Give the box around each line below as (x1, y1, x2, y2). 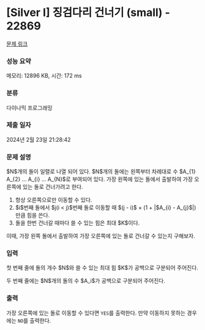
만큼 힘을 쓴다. (15, 212, 50, 219)
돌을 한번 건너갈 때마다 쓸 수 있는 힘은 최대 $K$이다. (15, 219, 140, 227)
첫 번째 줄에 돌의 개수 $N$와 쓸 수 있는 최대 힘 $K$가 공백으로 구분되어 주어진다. (6, 264, 199, 272)
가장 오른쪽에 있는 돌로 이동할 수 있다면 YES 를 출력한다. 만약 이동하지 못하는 (6, 309, 186, 317)
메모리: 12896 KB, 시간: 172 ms (6, 72, 82, 80)
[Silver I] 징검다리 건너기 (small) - (6, 6, 170, 20)
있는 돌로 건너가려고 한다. (22, 183, 84, 191)
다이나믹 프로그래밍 (6, 104, 53, 111)
